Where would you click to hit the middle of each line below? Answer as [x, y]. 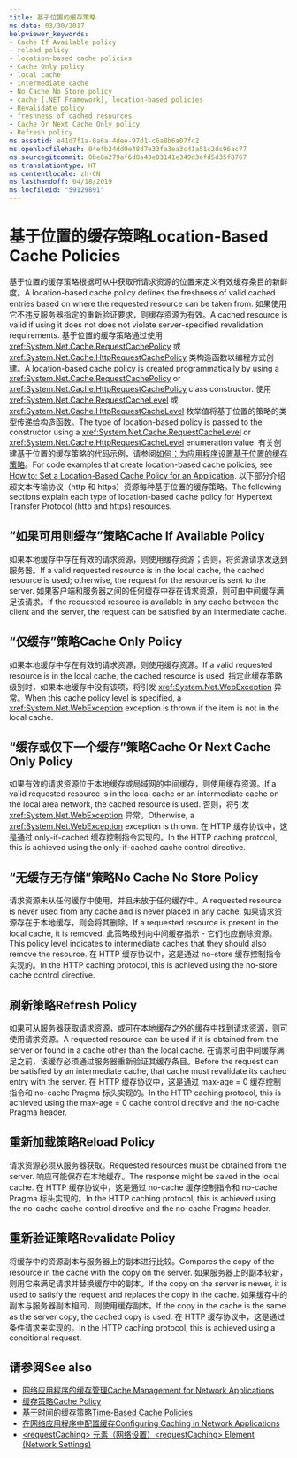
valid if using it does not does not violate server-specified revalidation [136, 325]
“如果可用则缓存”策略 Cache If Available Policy [137, 536]
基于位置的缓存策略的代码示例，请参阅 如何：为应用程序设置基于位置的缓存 [152, 453]
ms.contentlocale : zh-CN [55, 173]
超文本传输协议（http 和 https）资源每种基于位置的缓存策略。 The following [145, 487]
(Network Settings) [57, 1445]
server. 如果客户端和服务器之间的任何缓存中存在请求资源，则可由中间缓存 [143, 590]
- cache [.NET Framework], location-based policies [106, 100]
